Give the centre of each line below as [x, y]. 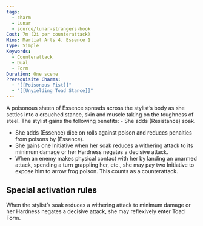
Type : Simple [23, 46]
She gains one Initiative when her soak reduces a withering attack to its [104, 145]
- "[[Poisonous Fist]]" [42, 85]
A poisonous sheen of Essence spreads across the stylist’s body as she [95, 108]
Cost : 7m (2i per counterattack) [48, 35]
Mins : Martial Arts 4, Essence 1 [48, 40]
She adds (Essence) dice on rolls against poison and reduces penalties [103, 132]
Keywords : [19, 52]
